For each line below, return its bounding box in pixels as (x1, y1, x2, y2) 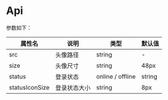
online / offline (96, 72, 136, 80)
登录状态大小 (55, 84, 91, 92)
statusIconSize (9, 83, 50, 91)
